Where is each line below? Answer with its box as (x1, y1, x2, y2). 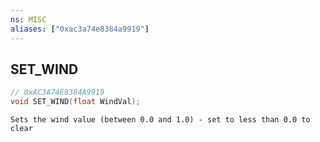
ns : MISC (10, 14, 47, 25)
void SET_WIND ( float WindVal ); (10, 97, 141, 107)
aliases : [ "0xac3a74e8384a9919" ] (10, 24, 150, 34)
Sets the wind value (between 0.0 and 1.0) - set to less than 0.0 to (10, 115, 311, 125)
